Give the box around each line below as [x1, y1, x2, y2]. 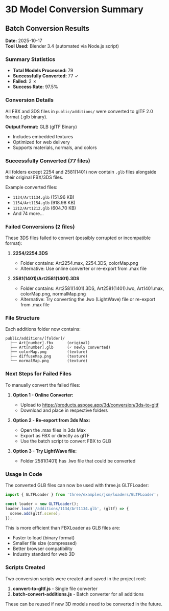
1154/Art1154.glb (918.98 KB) [12, 199, 76, 205]
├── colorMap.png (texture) [10, 349, 88, 354]
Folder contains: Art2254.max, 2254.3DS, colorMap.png [20, 260, 139, 266]
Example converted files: [5, 184, 58, 190]
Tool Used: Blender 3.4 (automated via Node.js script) [5, 43, 119, 49]
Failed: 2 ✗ [12, 78, 37, 85]
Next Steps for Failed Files [5, 370, 71, 377]
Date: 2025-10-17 [5, 37, 42, 44]
